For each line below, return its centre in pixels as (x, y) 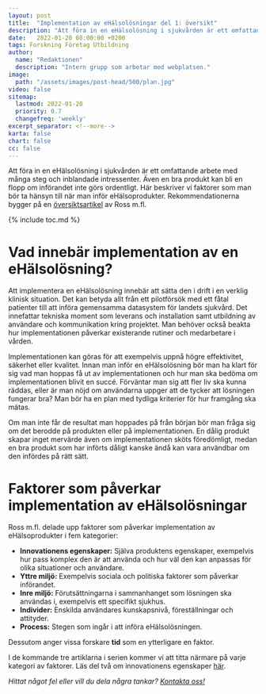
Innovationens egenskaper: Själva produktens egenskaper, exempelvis (137, 551)
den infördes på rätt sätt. (49, 456)
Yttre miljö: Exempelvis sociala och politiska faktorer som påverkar (129, 577)
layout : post (30, 15)
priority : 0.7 (38, 112)
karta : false (30, 133)
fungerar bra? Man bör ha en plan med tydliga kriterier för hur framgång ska (132, 399)
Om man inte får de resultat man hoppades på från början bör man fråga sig (132, 423)
